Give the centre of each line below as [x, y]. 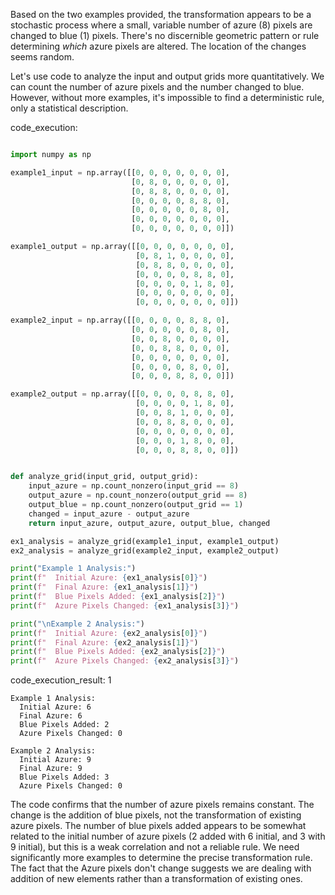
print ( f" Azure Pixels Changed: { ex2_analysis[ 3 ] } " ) [125, 661]
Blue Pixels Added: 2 [64, 725]
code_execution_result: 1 [61, 680]
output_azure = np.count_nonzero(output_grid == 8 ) [138, 495]
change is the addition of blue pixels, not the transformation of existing [156, 815]
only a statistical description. [69, 108]
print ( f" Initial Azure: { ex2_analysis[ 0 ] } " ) [109, 633]
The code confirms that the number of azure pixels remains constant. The [162, 805]
